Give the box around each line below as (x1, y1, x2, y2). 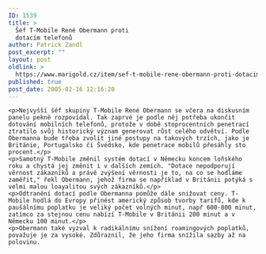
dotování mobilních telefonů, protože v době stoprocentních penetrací (8, 120, 249, 129)
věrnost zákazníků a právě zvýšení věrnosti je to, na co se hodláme (8, 169, 243, 177)
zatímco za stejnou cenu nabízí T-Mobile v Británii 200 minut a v (8, 210, 236, 218)
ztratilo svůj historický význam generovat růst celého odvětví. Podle (8, 127, 249, 135)
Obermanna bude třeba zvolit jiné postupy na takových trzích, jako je (8, 135, 249, 142)
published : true (8, 78, 62, 85)
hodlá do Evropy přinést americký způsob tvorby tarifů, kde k (32, 197, 246, 205)
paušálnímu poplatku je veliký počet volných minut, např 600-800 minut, (8, 203, 257, 212)
